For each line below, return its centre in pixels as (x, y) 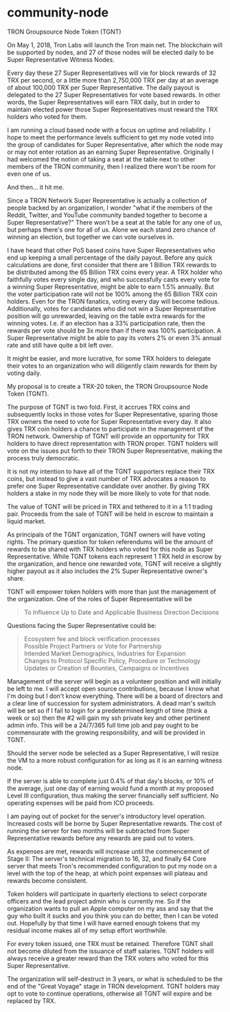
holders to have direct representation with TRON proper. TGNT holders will (113, 443)
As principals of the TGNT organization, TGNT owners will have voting (106, 535)
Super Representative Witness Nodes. (61, 59)
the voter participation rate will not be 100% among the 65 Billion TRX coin (112, 294)
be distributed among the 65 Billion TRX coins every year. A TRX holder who (115, 272)
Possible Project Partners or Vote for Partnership (93, 646)
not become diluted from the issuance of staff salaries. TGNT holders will (111, 951)
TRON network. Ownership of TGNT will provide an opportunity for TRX (108, 436)
